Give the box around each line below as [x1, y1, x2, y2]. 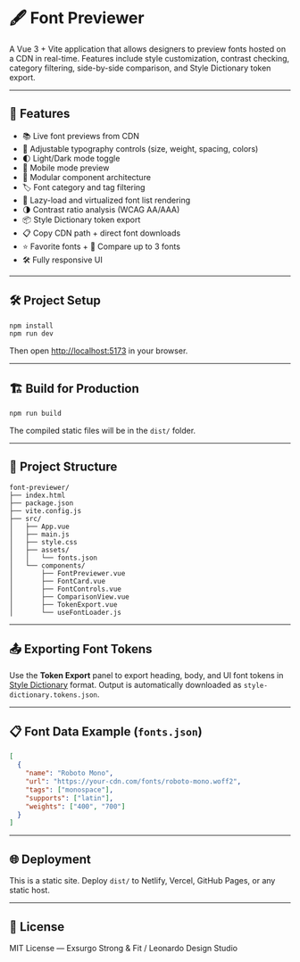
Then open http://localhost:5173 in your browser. [9, 345, 188, 356]
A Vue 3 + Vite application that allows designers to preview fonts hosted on [9, 43, 287, 54]
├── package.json [9, 498, 74, 508]
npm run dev [9, 329, 54, 338]
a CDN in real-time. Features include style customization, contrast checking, [9, 53, 290, 63]
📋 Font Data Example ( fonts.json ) [9, 725, 203, 740]
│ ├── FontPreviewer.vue [9, 568, 126, 577]
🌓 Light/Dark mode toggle [21, 153, 121, 163]
